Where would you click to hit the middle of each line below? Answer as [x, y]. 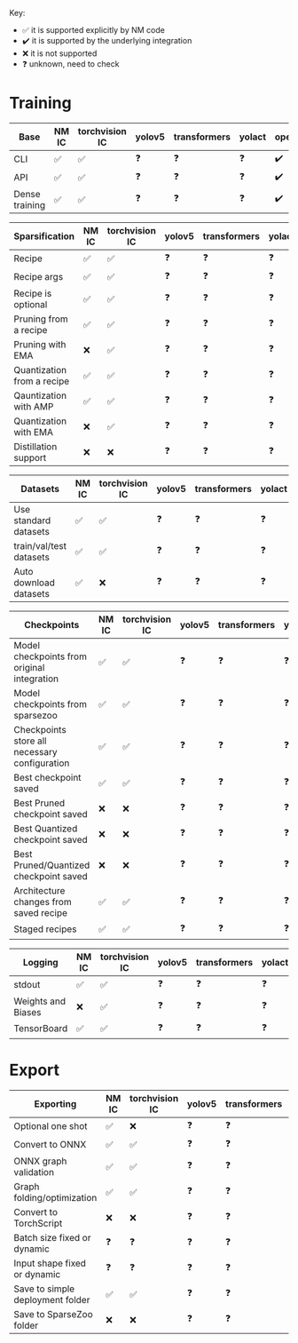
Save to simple [44, 1289]
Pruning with [40, 344]
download [35, 583]
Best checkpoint [47, 777]
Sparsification [44, 236]
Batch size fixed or [52, 1237]
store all [30, 741]
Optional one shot [51, 1126]
